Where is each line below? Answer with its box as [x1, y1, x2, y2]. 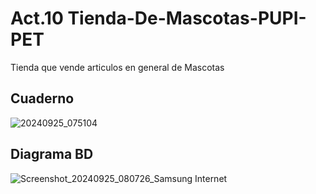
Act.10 [10, 7, 64, 30]
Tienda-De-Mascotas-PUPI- [67, 7, 307, 30]
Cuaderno [10, 90, 75, 107]
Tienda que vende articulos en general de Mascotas [10, 61, 225, 73]
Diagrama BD [10, 146, 94, 163]
